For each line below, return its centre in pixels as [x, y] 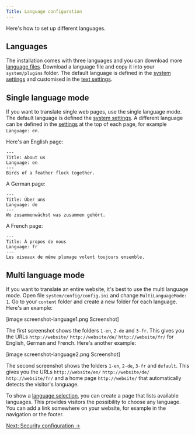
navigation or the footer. [35, 415]
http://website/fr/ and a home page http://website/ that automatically [94, 378]
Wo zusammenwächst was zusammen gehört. [56, 215]
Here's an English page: [35, 142]
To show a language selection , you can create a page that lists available [93, 396]
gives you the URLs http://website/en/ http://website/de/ [78, 372]
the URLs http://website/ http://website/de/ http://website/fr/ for [90, 337]
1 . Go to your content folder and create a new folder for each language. [92, 302]
